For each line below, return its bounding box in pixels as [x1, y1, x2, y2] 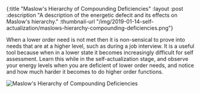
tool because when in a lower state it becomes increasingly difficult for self [6, 49, 194, 56]
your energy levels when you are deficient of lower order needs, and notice [6, 62, 195, 69]
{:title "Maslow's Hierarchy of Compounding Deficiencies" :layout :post [6, 5, 184, 12]
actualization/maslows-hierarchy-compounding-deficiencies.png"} [6, 24, 174, 31]
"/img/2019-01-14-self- [96, 18, 154, 25]
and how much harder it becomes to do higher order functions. [6, 68, 164, 75]
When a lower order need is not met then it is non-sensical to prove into [6, 36, 185, 43]
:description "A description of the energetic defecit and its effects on [6, 11, 178, 19]
